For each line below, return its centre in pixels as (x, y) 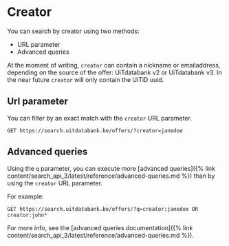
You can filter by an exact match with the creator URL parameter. (100, 118)
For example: (26, 196)
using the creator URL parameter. (55, 183)
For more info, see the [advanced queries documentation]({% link (100, 227)
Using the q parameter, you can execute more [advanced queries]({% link (111, 168)
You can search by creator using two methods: (73, 31)
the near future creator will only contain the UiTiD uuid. (86, 79)
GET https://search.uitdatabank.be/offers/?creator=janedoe (95, 131)
